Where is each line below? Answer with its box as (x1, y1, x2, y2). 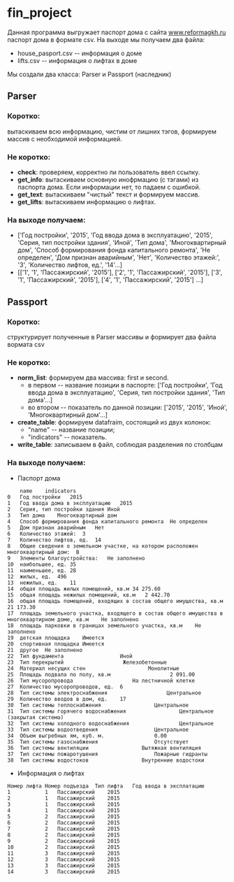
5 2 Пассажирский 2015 (7, 813, 120, 820)
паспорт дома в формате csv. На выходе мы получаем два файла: (7, 35, 205, 43)
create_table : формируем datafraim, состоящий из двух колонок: (17, 418, 212, 427)
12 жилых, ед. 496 (7, 573, 68, 580)
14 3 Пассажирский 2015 (7, 868, 120, 875)
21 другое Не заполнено (7, 646, 82, 653)
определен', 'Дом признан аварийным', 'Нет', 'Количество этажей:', (17, 253, 220, 262)
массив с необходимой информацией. (7, 134, 122, 143)
